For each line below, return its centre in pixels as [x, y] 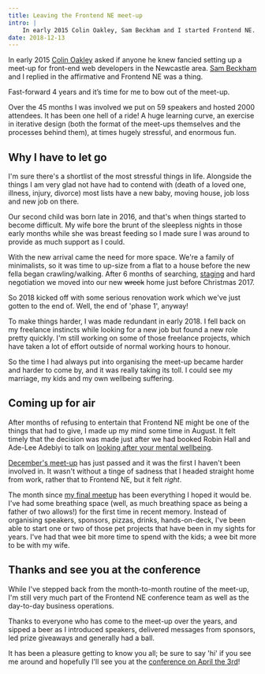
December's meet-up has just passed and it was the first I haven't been [124, 462]
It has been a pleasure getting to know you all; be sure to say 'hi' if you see [130, 653]
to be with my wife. [39, 545]
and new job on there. [44, 201]
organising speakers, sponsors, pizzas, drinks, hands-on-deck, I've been [127, 520]
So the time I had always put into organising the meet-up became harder [126, 362]
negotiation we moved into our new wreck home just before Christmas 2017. [131, 283]
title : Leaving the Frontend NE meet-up [76, 15]
